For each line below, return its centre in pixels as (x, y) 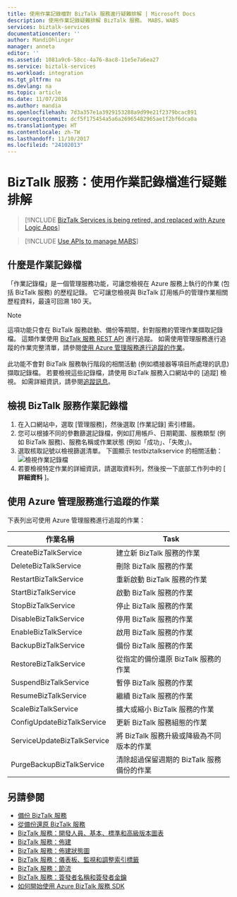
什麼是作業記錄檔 (44, 265)
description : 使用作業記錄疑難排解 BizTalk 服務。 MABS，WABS (93, 20)
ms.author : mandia (34, 106)
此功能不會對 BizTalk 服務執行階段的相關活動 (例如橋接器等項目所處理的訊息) (118, 364)
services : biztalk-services (49, 27)
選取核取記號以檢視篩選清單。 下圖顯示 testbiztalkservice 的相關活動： (120, 451)
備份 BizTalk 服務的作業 (154, 646)
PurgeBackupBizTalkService (57, 764)
